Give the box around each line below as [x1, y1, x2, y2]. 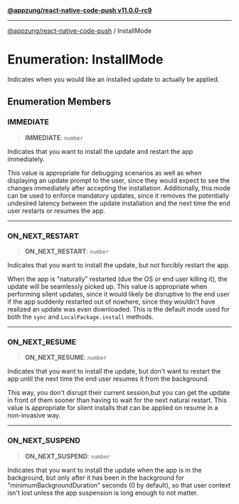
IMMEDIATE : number [24, 133, 84, 142]
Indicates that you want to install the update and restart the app [7, 147, 193, 155]
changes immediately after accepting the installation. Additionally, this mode [7, 183, 231, 192]
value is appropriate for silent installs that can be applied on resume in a [7, 403, 218, 412]
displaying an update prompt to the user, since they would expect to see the [7, 176, 230, 185]
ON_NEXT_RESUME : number [24, 353, 107, 362]
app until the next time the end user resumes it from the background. [7, 374, 209, 384]
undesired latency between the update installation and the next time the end [7, 199, 230, 207]
